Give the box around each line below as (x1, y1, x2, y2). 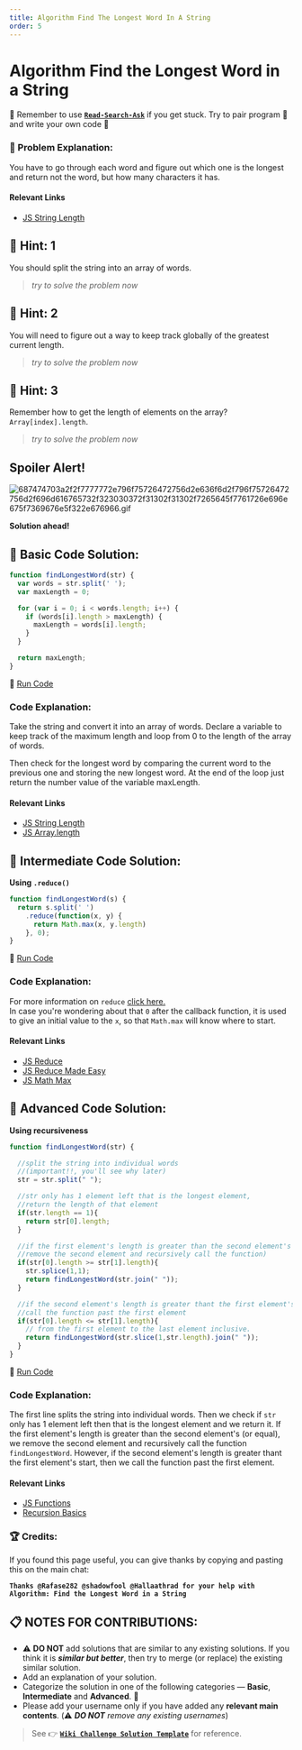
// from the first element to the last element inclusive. (25, 1324, 252, 1334)
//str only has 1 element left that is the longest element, (17, 1192, 252, 1201)
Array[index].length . (9, 417, 89, 427)
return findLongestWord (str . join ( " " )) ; (25, 1275, 179, 1284)
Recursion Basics (22, 1507, 87, 1518)
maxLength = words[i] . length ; (32, 620, 147, 629)
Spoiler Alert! (9, 460, 85, 475)
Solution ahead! (9, 520, 70, 532)
